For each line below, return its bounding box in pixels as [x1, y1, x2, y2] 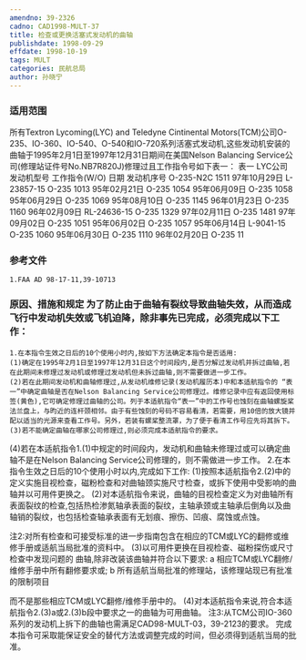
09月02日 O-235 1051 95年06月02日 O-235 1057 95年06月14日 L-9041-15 [9, 218, 286, 228]
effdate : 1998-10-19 [9, 47, 88, 56]
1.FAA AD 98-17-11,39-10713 [9, 275, 117, 285]
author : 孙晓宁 [9, 73, 63, 82]
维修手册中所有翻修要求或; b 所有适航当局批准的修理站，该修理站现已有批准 [9, 564, 293, 575]
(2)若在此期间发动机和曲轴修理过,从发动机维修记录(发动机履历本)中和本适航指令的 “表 [9, 377, 293, 387]
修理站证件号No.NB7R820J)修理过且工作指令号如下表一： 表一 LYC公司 [20, 161, 289, 172]
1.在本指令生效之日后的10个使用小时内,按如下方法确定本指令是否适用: [9, 348, 238, 358]
